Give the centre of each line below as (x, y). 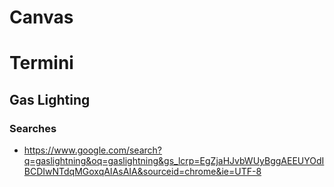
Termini (41, 63)
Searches (33, 128)
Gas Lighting (50, 99)
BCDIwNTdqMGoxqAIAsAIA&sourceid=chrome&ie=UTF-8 (142, 172)
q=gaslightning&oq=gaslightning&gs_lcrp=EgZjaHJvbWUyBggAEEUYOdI (174, 161)
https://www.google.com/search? (92, 150)
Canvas (41, 17)
